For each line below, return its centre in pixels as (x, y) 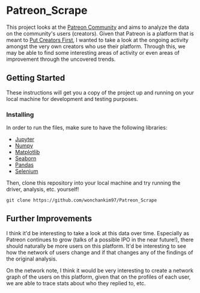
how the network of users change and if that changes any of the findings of (100, 252)
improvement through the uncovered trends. (61, 59)
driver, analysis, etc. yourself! (43, 190)
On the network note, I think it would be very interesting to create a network (100, 270)
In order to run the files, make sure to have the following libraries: (87, 128)
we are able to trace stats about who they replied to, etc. (76, 283)
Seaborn (26, 159)
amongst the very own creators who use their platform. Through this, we (96, 46)
